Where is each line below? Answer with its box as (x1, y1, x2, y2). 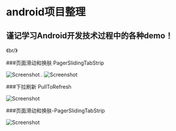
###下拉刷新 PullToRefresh (6, 83, 72, 90)
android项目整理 (6, 5, 86, 19)
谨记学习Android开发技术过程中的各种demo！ (6, 31, 173, 41)
